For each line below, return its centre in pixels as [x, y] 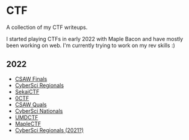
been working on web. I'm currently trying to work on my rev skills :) [91, 45]
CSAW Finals [31, 78]
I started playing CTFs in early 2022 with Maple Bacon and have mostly [95, 39]
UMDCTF [26, 117]
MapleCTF [28, 124]
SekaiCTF [27, 92]
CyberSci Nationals [39, 111]
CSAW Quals [31, 104]
